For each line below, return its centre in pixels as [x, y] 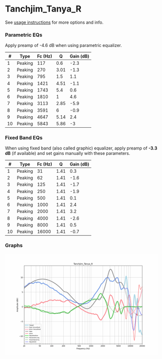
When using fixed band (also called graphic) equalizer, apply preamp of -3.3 [81, 148]
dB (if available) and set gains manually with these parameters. [68, 153]
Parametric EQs [24, 35]
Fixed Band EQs [24, 137]
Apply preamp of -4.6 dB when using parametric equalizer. [64, 45]
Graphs [14, 245]
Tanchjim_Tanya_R [43, 9]
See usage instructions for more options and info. [54, 22]
